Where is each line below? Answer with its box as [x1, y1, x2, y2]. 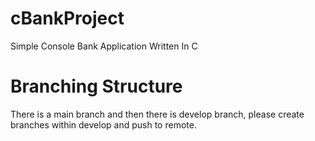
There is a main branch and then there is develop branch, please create [10, 108, 305, 120]
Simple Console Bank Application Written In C [10, 40, 198, 52]
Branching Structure [10, 75, 183, 98]
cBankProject [10, 7, 125, 30]
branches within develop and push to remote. [10, 118, 197, 131]
